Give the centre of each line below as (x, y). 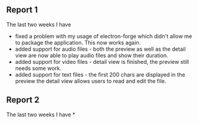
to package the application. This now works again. (78, 42)
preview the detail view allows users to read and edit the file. (91, 81)
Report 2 (23, 100)
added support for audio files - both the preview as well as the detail (100, 49)
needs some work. (38, 68)
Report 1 (22, 10)
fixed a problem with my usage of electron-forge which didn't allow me (104, 36)
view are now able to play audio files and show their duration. (91, 55)
